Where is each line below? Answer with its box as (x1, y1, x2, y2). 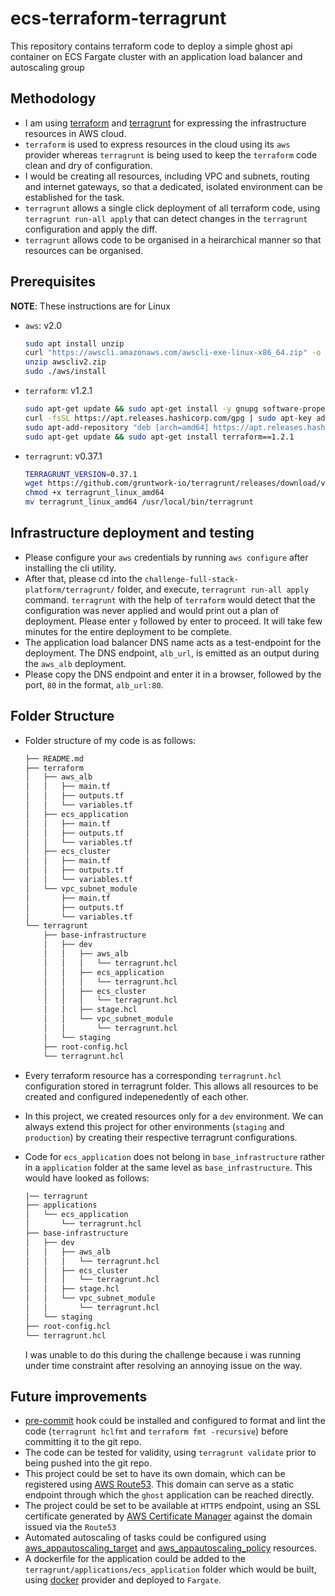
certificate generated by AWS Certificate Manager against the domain (24, 1510, 313, 1522)
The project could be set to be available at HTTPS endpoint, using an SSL (24, 1500, 322, 1512)
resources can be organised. (24, 244, 144, 256)
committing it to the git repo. (24, 1436, 142, 1448)
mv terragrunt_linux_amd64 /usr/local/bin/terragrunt (24, 497, 254, 507)
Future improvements (10, 1388, 148, 1405)
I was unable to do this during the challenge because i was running (24, 1348, 302, 1361)
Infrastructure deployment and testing (10, 525, 255, 542)
